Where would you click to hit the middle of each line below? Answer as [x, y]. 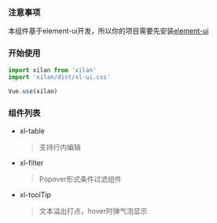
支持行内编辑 [60, 147]
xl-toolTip [35, 195]
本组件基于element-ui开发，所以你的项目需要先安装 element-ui [108, 31]
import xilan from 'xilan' [52, 70]
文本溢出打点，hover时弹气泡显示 [93, 210]
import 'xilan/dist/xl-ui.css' [59, 77]
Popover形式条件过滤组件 [80, 179]
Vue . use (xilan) [33, 92]
